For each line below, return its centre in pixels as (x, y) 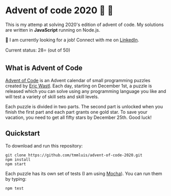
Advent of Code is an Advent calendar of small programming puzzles (78, 80)
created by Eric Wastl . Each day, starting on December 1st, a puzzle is (79, 86)
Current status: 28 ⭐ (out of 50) (38, 50)
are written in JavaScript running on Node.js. (53, 30)
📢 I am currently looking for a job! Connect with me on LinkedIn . (72, 40)
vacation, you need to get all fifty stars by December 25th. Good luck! (79, 117)
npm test (15, 188)
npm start (16, 164)
